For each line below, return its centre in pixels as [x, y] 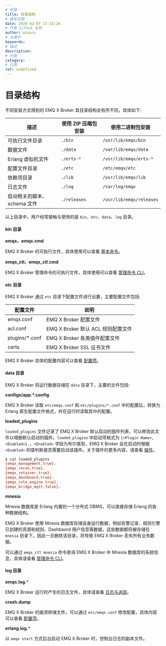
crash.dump [18, 602]
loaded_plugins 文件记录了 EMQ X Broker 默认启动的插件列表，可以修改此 [80, 431]
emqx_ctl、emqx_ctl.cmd [32, 262]
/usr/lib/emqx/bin [124, 140]
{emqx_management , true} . [31, 464]
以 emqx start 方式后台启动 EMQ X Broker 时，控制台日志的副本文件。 [76, 638]
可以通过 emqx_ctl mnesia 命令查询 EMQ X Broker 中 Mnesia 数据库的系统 [80, 552]
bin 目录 [13, 229]
